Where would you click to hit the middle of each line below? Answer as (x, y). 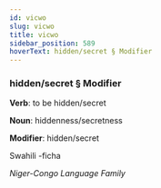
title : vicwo (34, 35)
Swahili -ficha (35, 156)
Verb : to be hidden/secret (58, 103)
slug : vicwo (32, 26)
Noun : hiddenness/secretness (66, 121)
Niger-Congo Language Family (67, 173)
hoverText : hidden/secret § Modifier (81, 52)
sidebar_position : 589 (52, 43)
